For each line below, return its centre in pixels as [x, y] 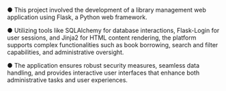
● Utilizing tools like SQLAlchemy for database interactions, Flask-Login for [113, 30]
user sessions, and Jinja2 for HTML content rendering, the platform [102, 38]
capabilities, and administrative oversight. [66, 52]
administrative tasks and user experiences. [68, 80]
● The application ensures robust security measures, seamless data [103, 65]
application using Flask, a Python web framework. [77, 17]
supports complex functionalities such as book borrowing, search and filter [113, 45]
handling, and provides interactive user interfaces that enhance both [103, 73]
